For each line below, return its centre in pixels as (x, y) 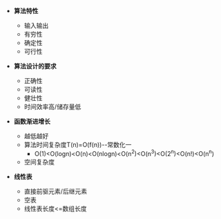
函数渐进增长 (32, 121)
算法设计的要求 (35, 66)
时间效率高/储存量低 (52, 107)
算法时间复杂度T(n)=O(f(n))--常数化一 (78, 145)
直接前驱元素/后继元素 (56, 191)
